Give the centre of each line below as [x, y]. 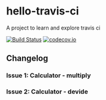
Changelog [27, 58]
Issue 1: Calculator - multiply [49, 75]
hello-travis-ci [43, 11]
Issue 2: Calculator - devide [47, 92]
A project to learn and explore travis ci [53, 28]
